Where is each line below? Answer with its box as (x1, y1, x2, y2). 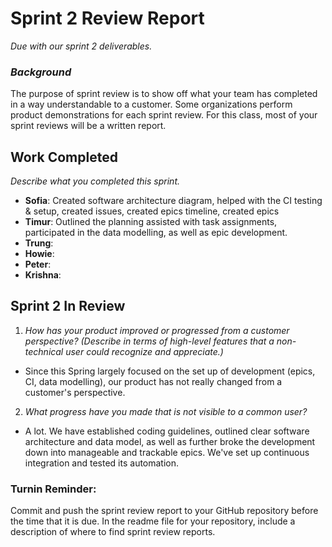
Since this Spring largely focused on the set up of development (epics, (24, 365, 316, 377)
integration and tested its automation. (24, 457, 180, 469)
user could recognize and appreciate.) (65, 345, 224, 357)
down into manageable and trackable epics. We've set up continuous (24, 446, 310, 458)
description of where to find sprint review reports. (10, 526, 216, 538)
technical (24, 345, 64, 357)
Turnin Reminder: (10, 482, 97, 496)
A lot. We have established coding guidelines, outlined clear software (24, 425, 310, 437)
